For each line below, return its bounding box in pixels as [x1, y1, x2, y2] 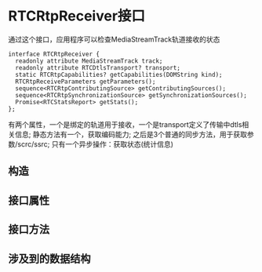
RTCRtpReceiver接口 [8, 7, 146, 25]
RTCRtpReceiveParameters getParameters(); [15, 78, 156, 85]
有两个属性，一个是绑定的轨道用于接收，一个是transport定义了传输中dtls [8, 119, 242, 129]
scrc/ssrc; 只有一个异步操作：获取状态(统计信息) [17, 139, 174, 149]
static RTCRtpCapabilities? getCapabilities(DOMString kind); [15, 71, 223, 78]
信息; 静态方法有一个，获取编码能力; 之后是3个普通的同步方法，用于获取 [14, 129, 247, 139]
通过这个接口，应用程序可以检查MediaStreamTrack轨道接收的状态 [8, 34, 220, 44]
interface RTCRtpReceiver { [8, 50, 100, 58]
